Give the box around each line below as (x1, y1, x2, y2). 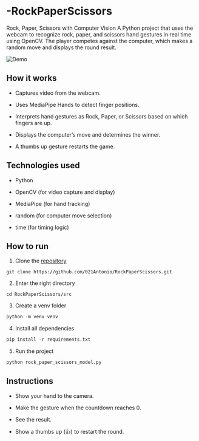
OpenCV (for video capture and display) (15, 188, 115, 196)
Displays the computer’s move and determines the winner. (15, 131, 161, 138)
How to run (6, 241, 49, 251)
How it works (6, 73, 57, 83)
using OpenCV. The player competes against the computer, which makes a (6, 37, 193, 44)
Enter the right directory (15, 279, 75, 287)
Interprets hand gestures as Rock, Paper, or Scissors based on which (15, 112, 188, 120)
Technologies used (6, 160, 80, 171)
